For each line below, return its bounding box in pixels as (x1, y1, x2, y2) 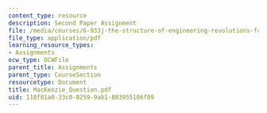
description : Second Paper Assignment (8, 19, 137, 27)
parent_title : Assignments (8, 64, 98, 72)
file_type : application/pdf (8, 33, 102, 42)
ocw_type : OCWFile (8, 56, 69, 64)
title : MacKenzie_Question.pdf (8, 85, 112, 94)
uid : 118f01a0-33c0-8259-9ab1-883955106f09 (8, 93, 155, 101)
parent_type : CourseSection (8, 71, 102, 79)
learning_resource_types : (8, 41, 94, 49)
